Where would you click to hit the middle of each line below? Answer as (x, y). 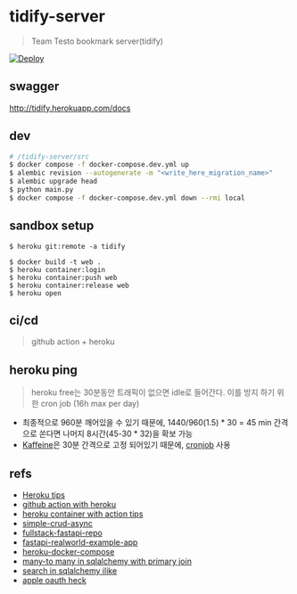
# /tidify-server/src (49, 157)
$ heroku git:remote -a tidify (67, 246)
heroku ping (44, 370)
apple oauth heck (54, 581)
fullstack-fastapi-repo (62, 533)
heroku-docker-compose (68, 552)
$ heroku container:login (57, 269)
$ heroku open (36, 293)
